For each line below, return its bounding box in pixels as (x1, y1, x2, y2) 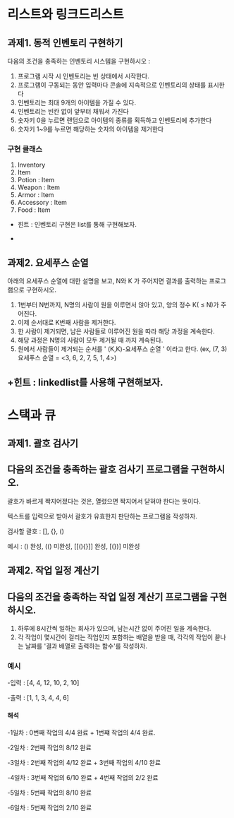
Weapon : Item (17, 183, 61, 191)
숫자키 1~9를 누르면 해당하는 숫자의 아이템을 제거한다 (17, 125, 164, 133)
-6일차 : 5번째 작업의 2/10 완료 (7, 803, 92, 812)
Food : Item (17, 206, 51, 214)
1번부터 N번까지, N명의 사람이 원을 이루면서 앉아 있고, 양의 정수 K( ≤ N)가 (17, 301, 220, 309)
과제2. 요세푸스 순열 (7, 256, 90, 268)
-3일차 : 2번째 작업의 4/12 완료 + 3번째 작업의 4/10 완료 (7, 758, 161, 766)
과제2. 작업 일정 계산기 (7, 564, 100, 576)
